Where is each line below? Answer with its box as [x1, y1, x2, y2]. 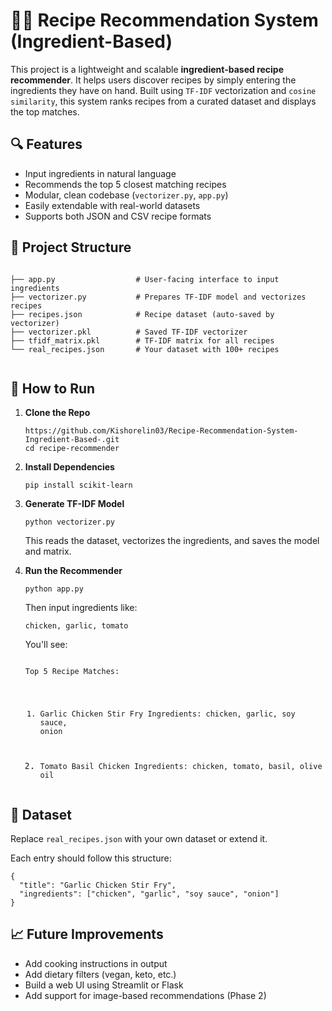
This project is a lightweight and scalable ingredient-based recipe [10, 63, 285, 75]
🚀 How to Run [10, 380, 96, 397]
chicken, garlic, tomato [24, 621, 129, 631]
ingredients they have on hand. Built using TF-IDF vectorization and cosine [10, 84, 317, 96]
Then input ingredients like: [24, 602, 138, 614]
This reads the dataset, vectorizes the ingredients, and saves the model [24, 535, 320, 547]
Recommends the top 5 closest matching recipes [24, 178, 227, 190]
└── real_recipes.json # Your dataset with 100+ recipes [10, 344, 280, 354]
